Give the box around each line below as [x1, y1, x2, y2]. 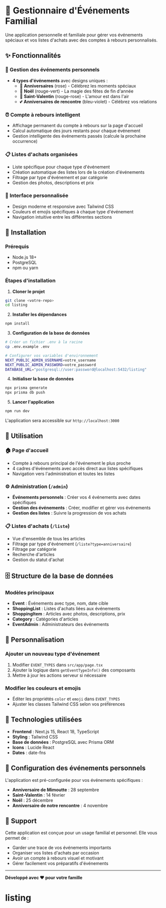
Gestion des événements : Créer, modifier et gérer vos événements [12, 505, 151, 511]
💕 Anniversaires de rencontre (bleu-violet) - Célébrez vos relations [19, 98, 157, 104]
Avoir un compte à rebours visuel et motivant [12, 855, 104, 861]
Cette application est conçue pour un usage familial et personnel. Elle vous [5, 830, 158, 836]
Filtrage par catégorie [12, 546, 57, 552]
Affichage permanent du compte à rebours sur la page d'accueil [12, 122, 143, 128]
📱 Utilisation [5, 432, 43, 440]
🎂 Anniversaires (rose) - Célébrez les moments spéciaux [19, 83, 136, 89]
